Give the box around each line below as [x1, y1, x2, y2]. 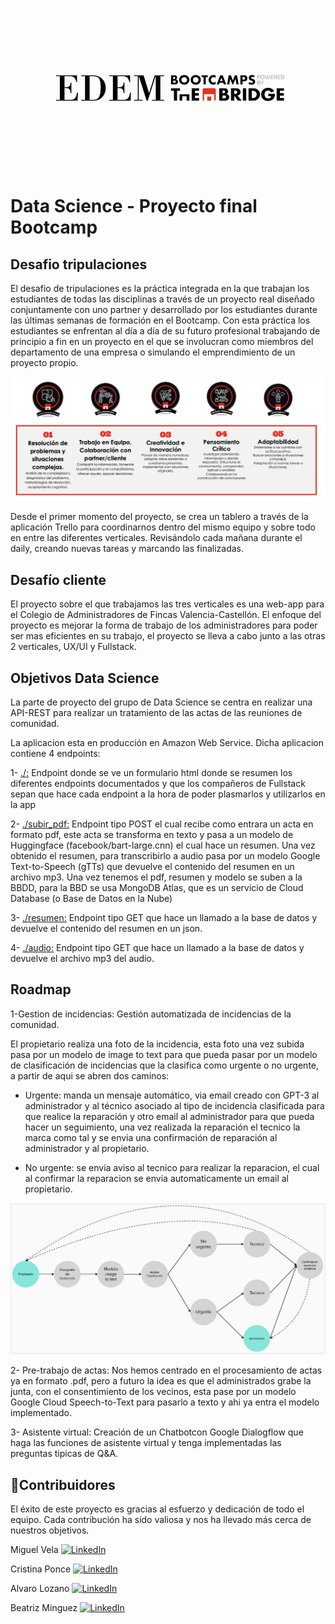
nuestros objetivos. [10, 1524, 90, 1537]
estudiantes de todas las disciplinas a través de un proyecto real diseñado [10, 293, 315, 305]
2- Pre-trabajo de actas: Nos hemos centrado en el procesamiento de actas [10, 1364, 323, 1377]
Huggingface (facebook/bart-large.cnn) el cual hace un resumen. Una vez [10, 839, 316, 851]
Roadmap [10, 981, 72, 998]
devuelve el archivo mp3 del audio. [10, 952, 155, 964]
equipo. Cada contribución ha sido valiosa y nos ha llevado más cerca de [10, 1514, 312, 1526]
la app [10, 798, 37, 810]
